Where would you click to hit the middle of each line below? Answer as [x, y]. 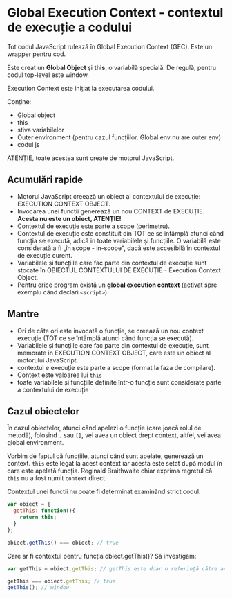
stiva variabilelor [40, 130]
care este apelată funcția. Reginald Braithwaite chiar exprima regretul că [110, 471]
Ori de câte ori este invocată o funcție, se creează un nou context [110, 331]
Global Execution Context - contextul [115, 13]
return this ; [38, 518]
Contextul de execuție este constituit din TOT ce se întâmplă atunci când [120, 233]
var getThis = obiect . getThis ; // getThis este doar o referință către [112, 569]
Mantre [23, 314]
